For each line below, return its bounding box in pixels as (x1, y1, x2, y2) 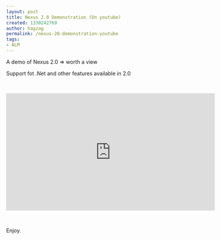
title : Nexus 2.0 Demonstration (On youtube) (6, 14, 121, 20)
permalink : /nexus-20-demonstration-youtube (6, 31, 119, 37)
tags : (6, 36, 20, 42)
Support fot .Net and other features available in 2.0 (6, 70, 131, 77)
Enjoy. (6, 227, 21, 234)
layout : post (6, 8, 39, 15)
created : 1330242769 (6, 20, 58, 26)
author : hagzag (6, 25, 44, 32)
